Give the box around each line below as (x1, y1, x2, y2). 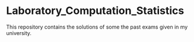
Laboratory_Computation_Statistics (6, 4, 185, 17)
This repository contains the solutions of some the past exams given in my (6, 23, 188, 30)
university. (6, 29, 31, 36)
